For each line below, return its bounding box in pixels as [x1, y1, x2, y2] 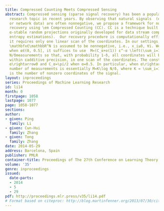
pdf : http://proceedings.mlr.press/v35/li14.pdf [5, 194, 106, 199]
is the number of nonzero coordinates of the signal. [9, 71, 121, 76]
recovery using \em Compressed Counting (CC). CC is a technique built [9, 25, 159, 30]
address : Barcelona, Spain [5, 148, 60, 153]
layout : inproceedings [5, 75, 51, 80]
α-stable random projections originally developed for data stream [9, 30, 150, 35]
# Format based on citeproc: [5, 198, 64, 203]
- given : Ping [5, 116, 34, 121]
